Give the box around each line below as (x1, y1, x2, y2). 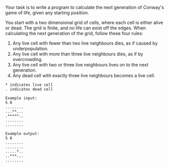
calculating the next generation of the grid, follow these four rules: (5, 30, 143, 36)
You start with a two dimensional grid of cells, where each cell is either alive (5, 20, 163, 25)
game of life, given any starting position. (5, 10, 90, 16)
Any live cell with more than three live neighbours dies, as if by (12, 51, 143, 57)
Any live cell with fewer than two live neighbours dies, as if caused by (12, 40, 158, 46)
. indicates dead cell (5, 87, 53, 92)
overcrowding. (12, 56, 43, 62)
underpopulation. (12, 46, 49, 51)
